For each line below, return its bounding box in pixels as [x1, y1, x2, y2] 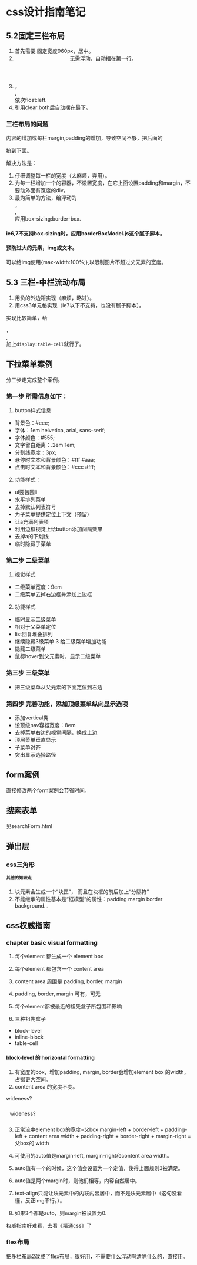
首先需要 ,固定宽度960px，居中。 [14, 48, 94, 54]
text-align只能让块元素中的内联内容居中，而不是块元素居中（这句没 [14, 1190, 178, 1197]
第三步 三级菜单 [6, 669, 50, 677]
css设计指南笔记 [6, 5, 86, 19]
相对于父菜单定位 [14, 623, 56, 630]
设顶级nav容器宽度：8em [14, 721, 76, 728]
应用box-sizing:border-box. [14, 215, 81, 222]
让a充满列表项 [14, 518, 49, 525]
